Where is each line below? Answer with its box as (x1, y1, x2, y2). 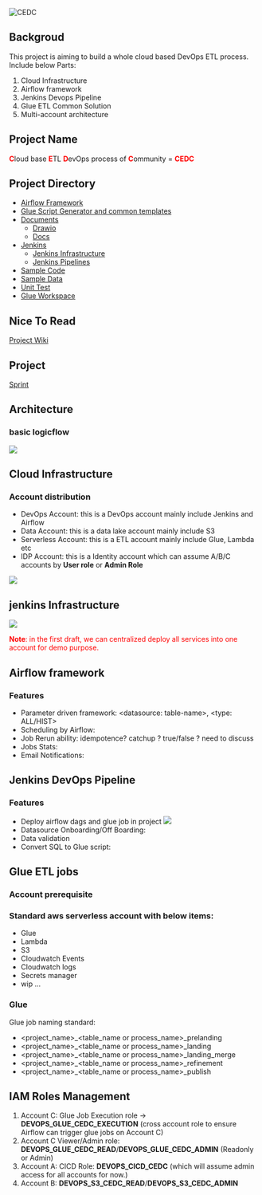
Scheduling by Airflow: (20, 725, 96, 734)
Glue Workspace (20, 291, 76, 301)
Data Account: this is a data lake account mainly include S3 (20, 526, 216, 536)
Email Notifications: (20, 750, 84, 760)
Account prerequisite (9, 889, 93, 900)
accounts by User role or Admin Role (20, 560, 143, 570)
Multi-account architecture (20, 109, 109, 119)
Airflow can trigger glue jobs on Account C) (20, 1128, 164, 1138)
